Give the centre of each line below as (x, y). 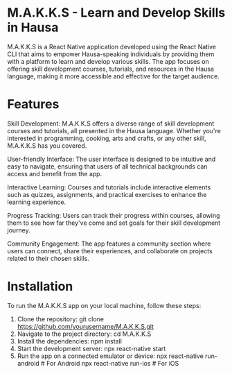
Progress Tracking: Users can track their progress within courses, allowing (114, 215)
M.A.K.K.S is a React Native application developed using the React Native (112, 46)
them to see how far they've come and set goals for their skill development (114, 223)
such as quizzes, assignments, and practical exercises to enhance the (107, 194)
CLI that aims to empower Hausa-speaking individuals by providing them (111, 54)
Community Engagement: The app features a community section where (109, 244)
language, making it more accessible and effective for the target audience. (113, 76)
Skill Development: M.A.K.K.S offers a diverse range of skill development (111, 124)
